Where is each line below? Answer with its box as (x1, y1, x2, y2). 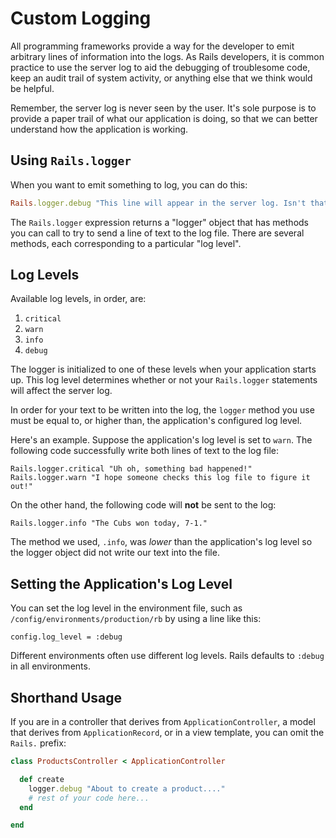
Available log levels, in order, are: (10, 293, 147, 305)
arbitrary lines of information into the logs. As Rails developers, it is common (10, 50, 325, 62)
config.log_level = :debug (10, 632, 123, 642)
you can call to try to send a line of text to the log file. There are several (10, 227, 305, 239)
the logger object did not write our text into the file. (10, 547, 220, 559)
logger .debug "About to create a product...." (28, 783, 226, 794)
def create (19, 774, 65, 784)
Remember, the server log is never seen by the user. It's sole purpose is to (10, 102, 317, 114)
